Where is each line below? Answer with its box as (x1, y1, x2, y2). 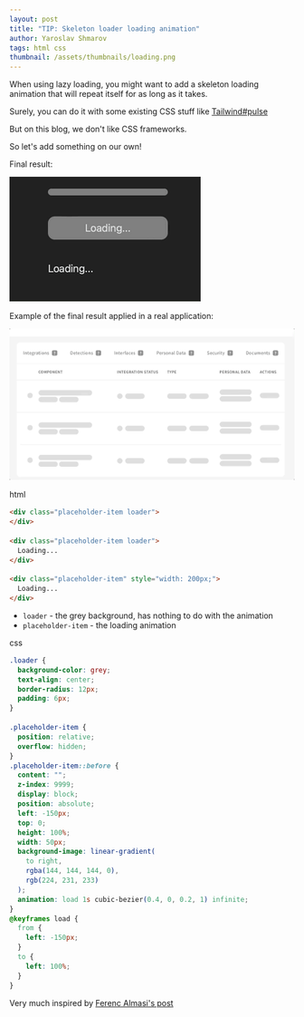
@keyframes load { (9, 914, 79, 924)
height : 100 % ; (17, 828, 71, 838)
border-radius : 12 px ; (17, 684, 100, 693)
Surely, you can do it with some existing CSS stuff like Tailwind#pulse (9, 106, 269, 117)
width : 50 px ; (17, 838, 67, 847)
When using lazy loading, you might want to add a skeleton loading (9, 79, 260, 90)
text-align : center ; (17, 675, 95, 684)
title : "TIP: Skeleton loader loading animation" (9, 24, 201, 34)
